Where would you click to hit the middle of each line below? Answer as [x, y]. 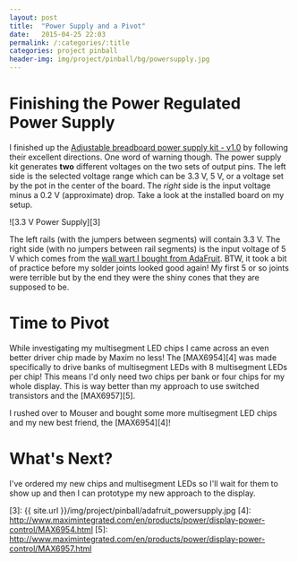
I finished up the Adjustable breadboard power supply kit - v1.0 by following [149, 147]
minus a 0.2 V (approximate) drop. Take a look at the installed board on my [147, 195]
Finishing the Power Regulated [125, 104]
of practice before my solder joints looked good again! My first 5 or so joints [149, 268]
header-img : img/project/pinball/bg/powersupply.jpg [110, 59]
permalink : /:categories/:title [69, 43]
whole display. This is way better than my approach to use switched [134, 385]
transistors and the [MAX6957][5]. [72, 395]
